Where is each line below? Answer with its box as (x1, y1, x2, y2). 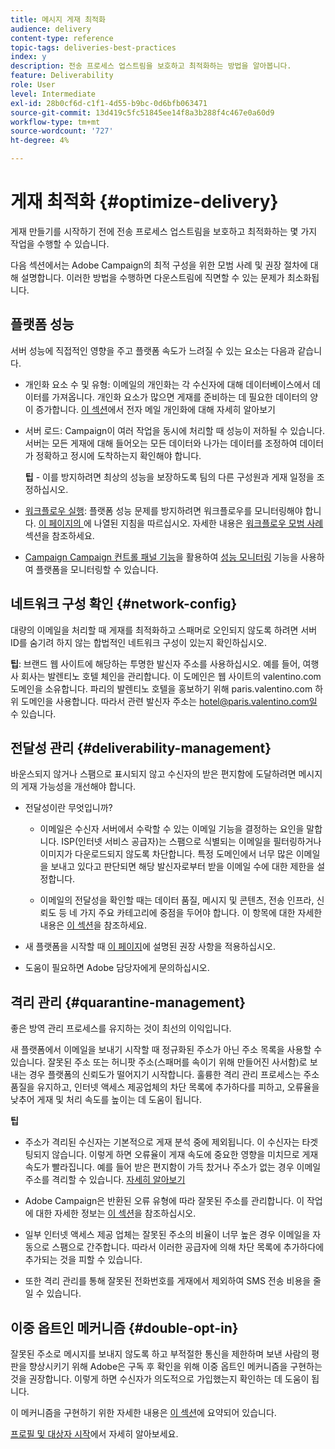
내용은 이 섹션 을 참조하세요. (39, 919, 148, 931)
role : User (10, 80, 56, 90)
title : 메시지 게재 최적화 (10, 14, 106, 25)
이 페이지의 (38, 517, 82, 529)
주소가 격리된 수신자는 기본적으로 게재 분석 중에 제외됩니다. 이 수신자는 (24, 1136, 300, 1148)
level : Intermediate (10, 89, 97, 99)
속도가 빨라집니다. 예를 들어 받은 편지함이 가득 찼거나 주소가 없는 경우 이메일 (24, 1161, 322, 1173)
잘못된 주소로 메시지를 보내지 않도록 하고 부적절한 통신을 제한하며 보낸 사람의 (10, 1348, 310, 1360)
